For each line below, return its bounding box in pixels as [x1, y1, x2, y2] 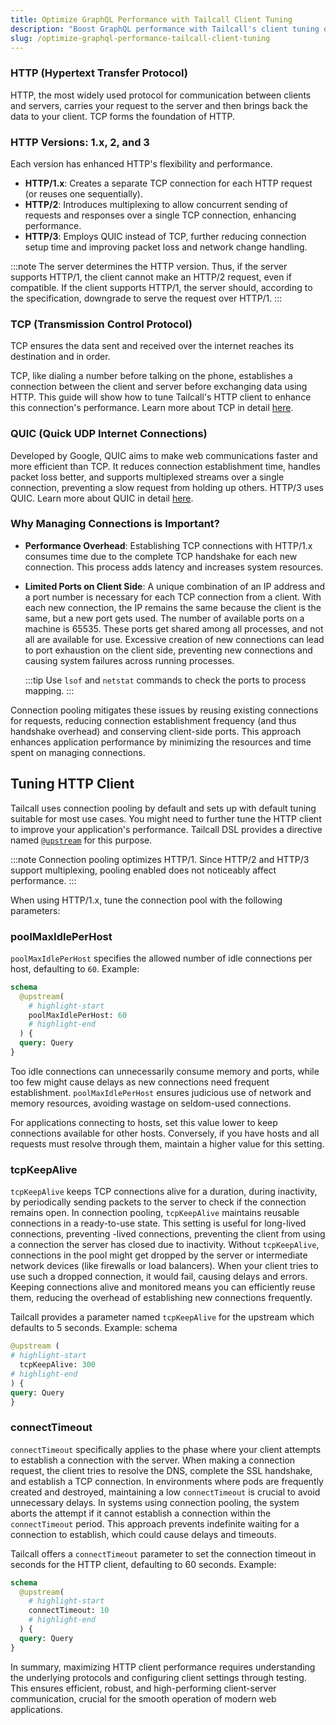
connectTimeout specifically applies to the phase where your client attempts [10, 1443, 322, 1455]
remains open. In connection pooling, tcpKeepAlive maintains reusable [10, 1207, 300, 1219]
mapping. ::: [24, 684, 75, 696]
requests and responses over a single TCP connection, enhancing [24, 209, 297, 221]
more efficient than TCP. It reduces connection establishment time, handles [10, 460, 322, 472]
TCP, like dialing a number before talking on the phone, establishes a [10, 370, 293, 382]
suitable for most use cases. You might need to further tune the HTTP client [10, 812, 322, 825]
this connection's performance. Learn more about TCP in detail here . [10, 402, 294, 414]
